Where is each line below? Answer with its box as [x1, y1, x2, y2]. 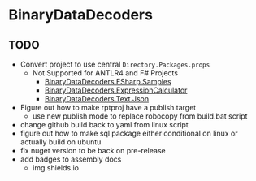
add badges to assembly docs [20, 154, 122, 164]
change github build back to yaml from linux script [20, 120, 189, 129]
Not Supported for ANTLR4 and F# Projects [32, 68, 179, 78]
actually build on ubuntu [20, 137, 102, 147]
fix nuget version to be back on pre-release [20, 146, 166, 155]
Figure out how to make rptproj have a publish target [20, 103, 197, 112]
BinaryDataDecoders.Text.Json [44, 94, 149, 103]
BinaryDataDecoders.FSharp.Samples [44, 77, 172, 86]
